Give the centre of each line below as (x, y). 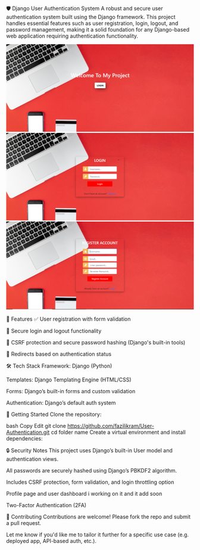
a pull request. (24, 523)
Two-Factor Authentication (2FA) (46, 505)
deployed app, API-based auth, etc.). (51, 541)
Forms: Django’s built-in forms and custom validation (71, 391)
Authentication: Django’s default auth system (61, 403)
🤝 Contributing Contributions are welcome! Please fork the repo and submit (99, 517)
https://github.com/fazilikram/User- (111, 426)
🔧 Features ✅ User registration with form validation (68, 319)
